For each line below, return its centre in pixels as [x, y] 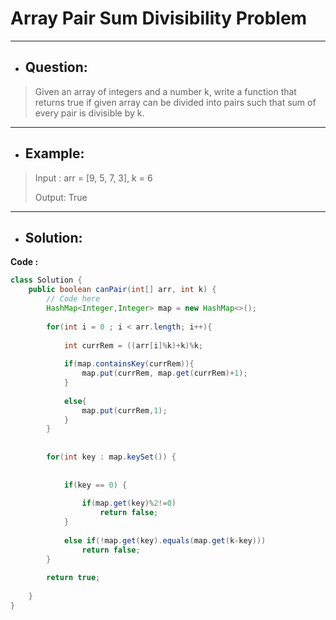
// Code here [73, 299]
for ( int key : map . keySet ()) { [111, 457]
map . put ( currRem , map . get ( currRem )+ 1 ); [164, 373]
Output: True [61, 197]
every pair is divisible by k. [89, 113]
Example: [54, 153]
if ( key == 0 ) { [95, 485]
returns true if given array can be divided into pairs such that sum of [175, 102]
